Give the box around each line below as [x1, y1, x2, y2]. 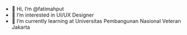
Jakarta [11, 24, 30, 30]
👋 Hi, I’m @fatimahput [11, 6, 64, 12]
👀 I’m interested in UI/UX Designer [11, 11, 95, 18]
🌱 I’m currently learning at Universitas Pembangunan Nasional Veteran [11, 18, 181, 24]
